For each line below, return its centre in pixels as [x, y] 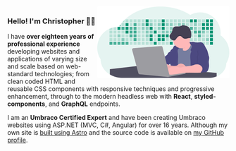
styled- [205, 97]
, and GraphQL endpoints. [83, 104]
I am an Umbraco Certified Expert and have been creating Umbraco [106, 118]
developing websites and [44, 52]
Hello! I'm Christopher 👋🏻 [51, 21]
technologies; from [62, 74]
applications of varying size [47, 59]
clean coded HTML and [42, 81]
